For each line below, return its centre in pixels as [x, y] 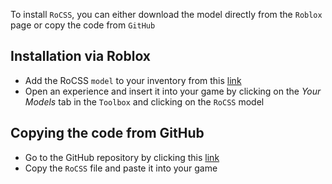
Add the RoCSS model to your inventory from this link [133, 80]
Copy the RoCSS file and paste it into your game [121, 168]
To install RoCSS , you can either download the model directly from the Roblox [166, 14]
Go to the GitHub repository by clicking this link [122, 157]
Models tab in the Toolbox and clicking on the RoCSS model [144, 101]
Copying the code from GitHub [107, 133]
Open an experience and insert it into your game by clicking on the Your [173, 91]
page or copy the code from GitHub [83, 25]
